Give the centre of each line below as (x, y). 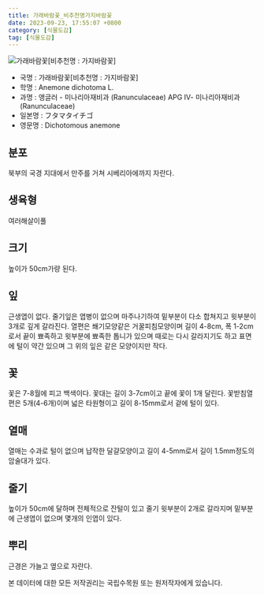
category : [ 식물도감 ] (40, 30)
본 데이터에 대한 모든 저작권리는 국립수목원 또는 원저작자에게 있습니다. (115, 582)
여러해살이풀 (28, 221)
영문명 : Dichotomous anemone (70, 125)
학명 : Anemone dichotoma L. (67, 87)
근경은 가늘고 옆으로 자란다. (50, 566)
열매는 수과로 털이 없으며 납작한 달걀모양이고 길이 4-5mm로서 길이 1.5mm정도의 (131, 451)
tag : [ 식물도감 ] (32, 37)
